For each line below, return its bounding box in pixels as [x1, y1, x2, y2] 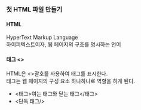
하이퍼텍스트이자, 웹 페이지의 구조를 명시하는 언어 [6, 41, 121, 48]
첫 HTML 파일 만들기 [6, 5, 63, 13]
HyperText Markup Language [6, 34, 78, 41]
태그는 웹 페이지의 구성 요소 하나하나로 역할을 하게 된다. [6, 78, 136, 85]
